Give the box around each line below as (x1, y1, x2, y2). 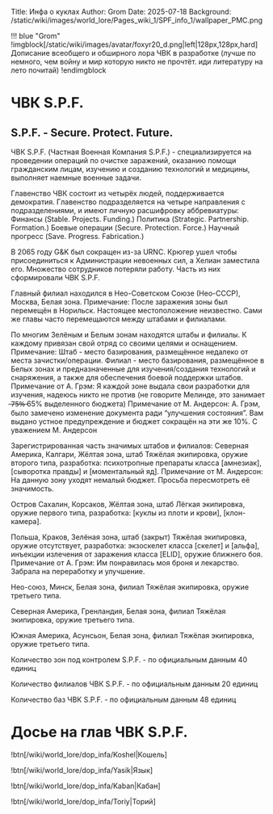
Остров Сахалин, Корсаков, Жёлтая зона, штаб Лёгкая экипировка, (10, 500, 246, 509)
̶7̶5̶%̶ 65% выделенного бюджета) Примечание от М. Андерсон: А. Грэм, (10, 399, 261, 409)
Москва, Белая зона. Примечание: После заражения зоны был (10, 297, 229, 306)
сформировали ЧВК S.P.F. (10, 273, 101, 282)
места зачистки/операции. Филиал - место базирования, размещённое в (10, 355, 265, 365)
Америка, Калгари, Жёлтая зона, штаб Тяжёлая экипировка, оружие (10, 450, 249, 459)
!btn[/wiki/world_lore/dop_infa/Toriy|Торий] (10, 796, 156, 806)
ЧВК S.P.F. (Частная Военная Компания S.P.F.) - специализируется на (10, 147, 252, 157)
